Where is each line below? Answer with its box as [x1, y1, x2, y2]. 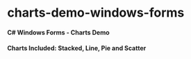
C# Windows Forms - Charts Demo [7, 28, 110, 36]
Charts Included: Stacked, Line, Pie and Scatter [7, 44, 147, 53]
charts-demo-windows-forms [7, 5, 185, 21]
